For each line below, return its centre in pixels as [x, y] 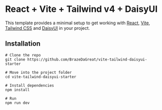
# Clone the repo [23, 55]
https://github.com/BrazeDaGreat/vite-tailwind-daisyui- [87, 59]
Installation [23, 44]
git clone [15, 59]
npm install [17, 90]
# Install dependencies [30, 85]
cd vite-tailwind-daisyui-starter [41, 77]
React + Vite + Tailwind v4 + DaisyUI [81, 9]
